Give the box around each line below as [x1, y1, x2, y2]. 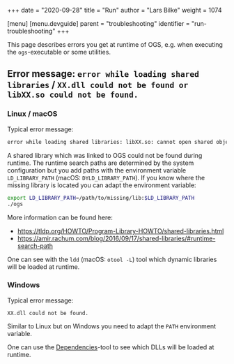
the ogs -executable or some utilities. [7, 48, 111, 56]
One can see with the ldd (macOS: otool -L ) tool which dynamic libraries [7, 255, 217, 264]
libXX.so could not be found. [7, 90, 139, 100]
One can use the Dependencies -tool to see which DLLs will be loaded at [7, 343, 214, 351]
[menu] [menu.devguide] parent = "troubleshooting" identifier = [7, 20, 190, 27]
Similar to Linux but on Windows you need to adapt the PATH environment [7, 322, 217, 330]
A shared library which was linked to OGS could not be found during [7, 151, 203, 159]
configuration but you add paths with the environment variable [7, 166, 187, 174]
